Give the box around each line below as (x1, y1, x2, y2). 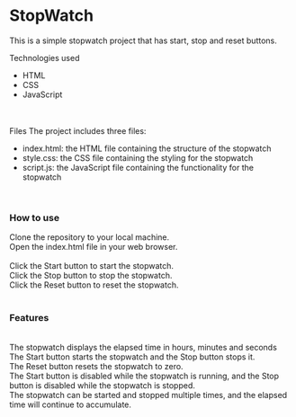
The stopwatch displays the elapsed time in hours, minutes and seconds (9, 342, 277, 352)
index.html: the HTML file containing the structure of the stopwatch (22, 143, 272, 154)
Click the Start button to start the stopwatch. (9, 261, 174, 271)
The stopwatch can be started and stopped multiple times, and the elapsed (9, 389, 288, 400)
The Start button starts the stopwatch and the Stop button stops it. (9, 351, 256, 362)
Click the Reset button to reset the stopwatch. (9, 279, 179, 290)
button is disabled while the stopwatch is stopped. (9, 379, 195, 391)
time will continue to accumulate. (9, 399, 132, 410)
